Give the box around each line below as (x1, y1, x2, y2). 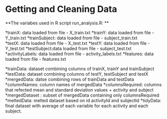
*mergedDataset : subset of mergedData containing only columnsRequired (5, 92, 159, 98)
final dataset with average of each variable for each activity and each (5, 103, 148, 109)
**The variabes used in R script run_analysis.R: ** (5, 20, 109, 26)
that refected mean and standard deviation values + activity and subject (5, 87, 154, 93)
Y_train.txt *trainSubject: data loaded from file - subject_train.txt (5, 35, 138, 41)
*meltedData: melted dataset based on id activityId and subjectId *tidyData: (5, 97, 161, 103)
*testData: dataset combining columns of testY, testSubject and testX (5, 71, 149, 77)
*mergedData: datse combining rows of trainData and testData (5, 76, 134, 82)
